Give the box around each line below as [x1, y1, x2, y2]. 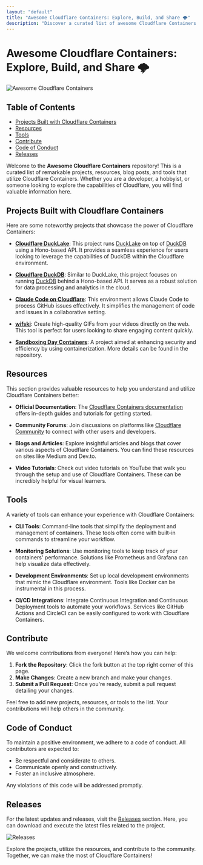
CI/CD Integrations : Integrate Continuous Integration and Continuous [15, 596, 188, 604]
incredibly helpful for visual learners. [15, 477, 107, 484]
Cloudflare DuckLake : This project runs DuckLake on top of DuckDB [15, 240, 187, 247]
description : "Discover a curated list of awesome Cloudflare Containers [6, 20, 197, 26]
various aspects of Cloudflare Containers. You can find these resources [15, 446, 194, 453]
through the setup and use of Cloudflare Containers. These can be [15, 471, 182, 478]
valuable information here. [6, 188, 72, 195]
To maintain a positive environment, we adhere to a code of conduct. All [6, 739, 186, 746]
